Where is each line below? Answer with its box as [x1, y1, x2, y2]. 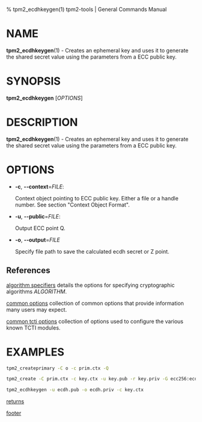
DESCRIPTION [6, 115, 78, 129]
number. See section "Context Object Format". [14, 201, 130, 208]
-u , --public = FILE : [14, 213, 61, 220]
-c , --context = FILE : [14, 183, 64, 190]
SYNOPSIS [6, 74, 61, 88]
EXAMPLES [6, 345, 64, 359]
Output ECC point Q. [14, 224, 66, 232]
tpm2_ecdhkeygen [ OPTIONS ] [6, 94, 83, 101]
